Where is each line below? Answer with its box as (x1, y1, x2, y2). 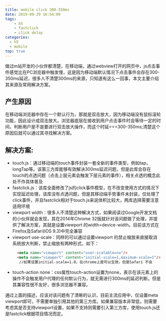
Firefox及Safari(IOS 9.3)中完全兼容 (12, 228, 83, 234)
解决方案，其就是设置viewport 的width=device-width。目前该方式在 (21, 222, 159, 228)
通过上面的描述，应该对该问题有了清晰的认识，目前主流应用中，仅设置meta (5, 292, 158, 298)
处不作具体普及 (12, 179, 43, 185)
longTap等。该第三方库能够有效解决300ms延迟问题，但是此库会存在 (12, 166, 152, 172)
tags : (5, 16, 16, 21)
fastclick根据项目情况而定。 (9, 311, 66, 317)
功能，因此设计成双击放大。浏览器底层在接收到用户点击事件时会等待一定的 (5, 117, 157, 124)
